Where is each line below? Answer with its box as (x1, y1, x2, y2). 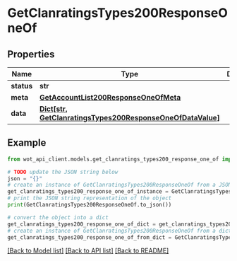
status (11, 81, 33, 91)
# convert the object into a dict (7, 214, 109, 221)
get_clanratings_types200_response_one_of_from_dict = (7, 233, 172, 241)
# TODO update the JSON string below (7, 168, 119, 175)
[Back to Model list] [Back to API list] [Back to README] (7, 246, 169, 255)
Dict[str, (39, 104, 68, 114)
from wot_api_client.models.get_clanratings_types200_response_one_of (7, 156, 219, 163)
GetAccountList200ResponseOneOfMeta (39, 93, 181, 102)
